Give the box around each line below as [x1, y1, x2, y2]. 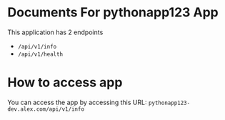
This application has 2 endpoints [7, 28, 104, 36]
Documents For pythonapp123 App [7, 4, 219, 21]
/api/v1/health [17, 51, 64, 58]
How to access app [7, 74, 123, 91]
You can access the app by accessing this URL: [7, 98, 147, 106]
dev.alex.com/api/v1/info [7, 105, 84, 113]
